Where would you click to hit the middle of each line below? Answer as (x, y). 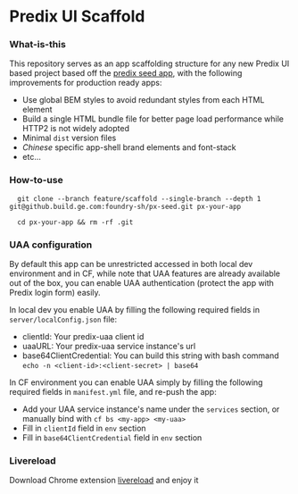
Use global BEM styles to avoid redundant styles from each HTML (143, 100)
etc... (32, 157)
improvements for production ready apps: (86, 83)
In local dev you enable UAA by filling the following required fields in (135, 310)
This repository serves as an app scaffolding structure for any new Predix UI (149, 63)
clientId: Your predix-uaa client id (83, 337)
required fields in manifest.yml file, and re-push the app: (113, 392)
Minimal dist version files (69, 138)
